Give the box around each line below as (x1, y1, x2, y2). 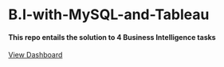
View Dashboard (8, 50, 63, 60)
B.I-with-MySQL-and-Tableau (8, 6, 210, 24)
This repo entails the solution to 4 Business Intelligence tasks (8, 32, 217, 41)
